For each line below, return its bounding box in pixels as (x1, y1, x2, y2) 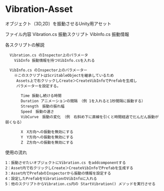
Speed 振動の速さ (20, 109, 55, 114)
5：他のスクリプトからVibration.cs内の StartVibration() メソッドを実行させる (5, 181, 156, 187)
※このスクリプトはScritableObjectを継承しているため (14, 73, 114, 78)
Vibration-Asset (5, 3, 73, 15)
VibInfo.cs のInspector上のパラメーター (9, 67, 88, 73)
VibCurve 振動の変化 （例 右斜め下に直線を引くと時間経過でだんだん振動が (20, 114, 159, 119)
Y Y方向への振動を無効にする (20, 135, 74, 140)
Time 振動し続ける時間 (20, 93, 62, 98)
